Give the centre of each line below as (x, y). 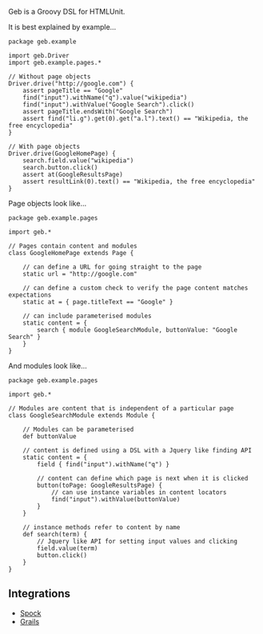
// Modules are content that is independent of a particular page (121, 409)
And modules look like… (48, 366)
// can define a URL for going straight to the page (112, 267)
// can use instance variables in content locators (139, 492)
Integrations (39, 594)
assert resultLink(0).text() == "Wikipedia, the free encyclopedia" (139, 181)
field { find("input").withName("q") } (104, 465)
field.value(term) (68, 548)
